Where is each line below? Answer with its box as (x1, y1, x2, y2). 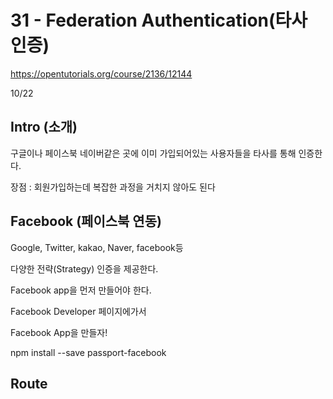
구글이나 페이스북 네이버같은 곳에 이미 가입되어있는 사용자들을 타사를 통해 (10, 147, 297, 159)
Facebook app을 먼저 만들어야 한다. (10, 284, 152, 296)
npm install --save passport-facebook (10, 346, 167, 358)
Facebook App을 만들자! (10, 326, 108, 338)
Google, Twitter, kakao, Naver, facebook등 (10, 241, 184, 253)
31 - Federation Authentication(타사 (10, 9, 308, 32)
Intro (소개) (10, 119, 78, 136)
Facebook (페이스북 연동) (10, 213, 162, 230)
